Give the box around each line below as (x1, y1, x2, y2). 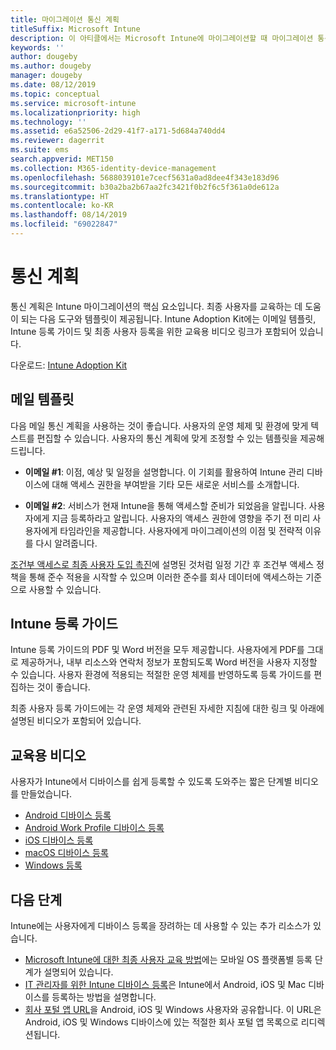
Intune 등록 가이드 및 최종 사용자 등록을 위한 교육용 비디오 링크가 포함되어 (10, 325, 298, 337)
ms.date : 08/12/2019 (10, 80, 97, 90)
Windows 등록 (24, 859, 83, 871)
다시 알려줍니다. (35, 537, 98, 549)
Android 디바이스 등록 (24, 809, 112, 821)
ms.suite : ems (10, 145, 70, 155)
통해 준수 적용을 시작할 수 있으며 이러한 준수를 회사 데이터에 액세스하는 (28, 571, 304, 583)
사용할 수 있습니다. (28, 583, 102, 595)
